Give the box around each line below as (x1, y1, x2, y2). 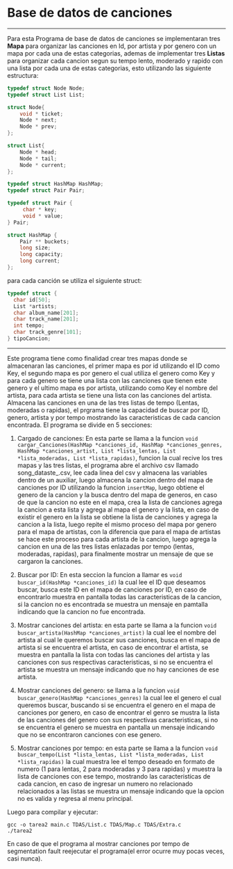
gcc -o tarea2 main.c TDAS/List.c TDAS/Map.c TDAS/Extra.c (7, 821, 182, 828)
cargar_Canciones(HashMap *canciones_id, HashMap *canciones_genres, (17, 441, 223, 448)
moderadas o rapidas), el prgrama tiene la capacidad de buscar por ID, (7, 405, 209, 414)
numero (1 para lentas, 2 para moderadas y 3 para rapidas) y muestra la (17, 765, 223, 773)
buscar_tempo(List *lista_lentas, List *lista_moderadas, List (17, 751, 205, 758)
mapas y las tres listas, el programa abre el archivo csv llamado (17, 461, 199, 469)
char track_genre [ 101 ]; (13, 329, 82, 336)
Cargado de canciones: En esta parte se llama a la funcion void (17, 434, 198, 442)
